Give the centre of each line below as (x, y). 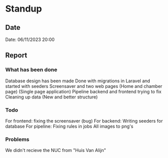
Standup (24, 9)
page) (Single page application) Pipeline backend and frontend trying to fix (83, 91)
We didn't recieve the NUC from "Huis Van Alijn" (56, 150)
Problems (17, 139)
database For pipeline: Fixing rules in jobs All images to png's (69, 126)
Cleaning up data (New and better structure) (52, 97)
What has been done (31, 70)
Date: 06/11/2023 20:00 (30, 39)
